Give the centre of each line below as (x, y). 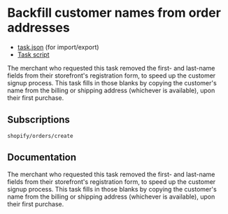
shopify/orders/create (40, 136)
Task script (34, 55)
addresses (38, 28)
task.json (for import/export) (58, 47)
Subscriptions (38, 120)
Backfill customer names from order (114, 13)
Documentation (42, 158)
